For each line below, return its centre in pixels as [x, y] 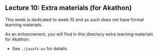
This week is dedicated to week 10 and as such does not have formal [75, 19]
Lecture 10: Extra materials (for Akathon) [68, 8]
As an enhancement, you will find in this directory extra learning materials [79, 34]
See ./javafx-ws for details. [40, 48]
